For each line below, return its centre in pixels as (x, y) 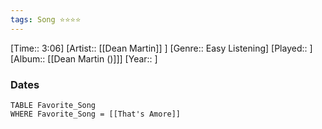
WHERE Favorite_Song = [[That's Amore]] (96, 114)
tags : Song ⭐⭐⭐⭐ (46, 19)
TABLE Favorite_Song (53, 105)
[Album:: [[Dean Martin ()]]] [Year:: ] (84, 58)
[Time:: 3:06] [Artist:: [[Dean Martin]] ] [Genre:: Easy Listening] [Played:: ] (161, 48)
